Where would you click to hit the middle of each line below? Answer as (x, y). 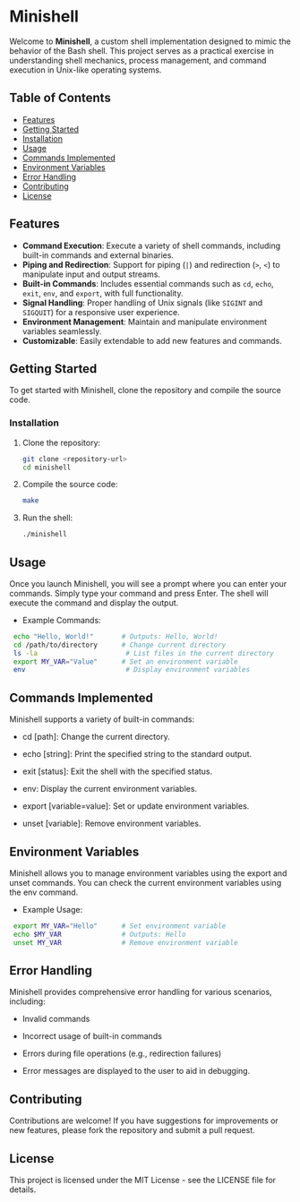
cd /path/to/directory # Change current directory (120, 645)
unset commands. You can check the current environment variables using (146, 882)
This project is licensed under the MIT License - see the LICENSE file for (142, 1181)
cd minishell (47, 468)
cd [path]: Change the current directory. (96, 737)
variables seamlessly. (62, 331)
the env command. (44, 892)
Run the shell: (47, 518)
